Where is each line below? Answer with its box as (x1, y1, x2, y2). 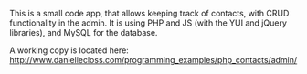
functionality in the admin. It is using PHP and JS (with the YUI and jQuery (9, 17, 288, 28)
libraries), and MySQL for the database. (9, 27, 158, 37)
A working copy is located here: (9, 45, 130, 56)
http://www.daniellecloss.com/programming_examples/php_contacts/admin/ (9, 55, 298, 65)
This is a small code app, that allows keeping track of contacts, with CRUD (9, 8, 290, 18)
